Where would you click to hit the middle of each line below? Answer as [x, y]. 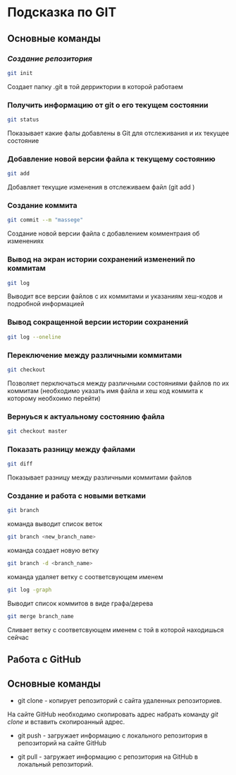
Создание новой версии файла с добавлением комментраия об [104, 233]
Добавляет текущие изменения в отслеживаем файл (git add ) [101, 187]
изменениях [26, 241]
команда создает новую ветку [53, 550]
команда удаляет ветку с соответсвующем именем [85, 577]
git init [20, 73]
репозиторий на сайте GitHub [62, 743]
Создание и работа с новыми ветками [77, 496]
